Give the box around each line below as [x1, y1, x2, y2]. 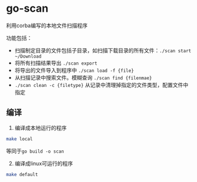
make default [6, 171, 38, 177]
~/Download [14, 53, 42, 59]
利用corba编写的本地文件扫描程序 [6, 22, 88, 29]
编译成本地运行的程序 [14, 124, 67, 131]
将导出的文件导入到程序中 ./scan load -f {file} [14, 66, 134, 73]
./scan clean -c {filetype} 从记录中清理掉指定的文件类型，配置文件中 [14, 81, 189, 88]
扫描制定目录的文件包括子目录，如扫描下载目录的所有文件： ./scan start [14, 46, 192, 54]
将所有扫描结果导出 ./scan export [14, 59, 97, 66]
